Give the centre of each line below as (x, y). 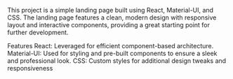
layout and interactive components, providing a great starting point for (109, 25)
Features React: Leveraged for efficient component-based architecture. (111, 46)
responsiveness (30, 68)
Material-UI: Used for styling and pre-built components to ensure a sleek (112, 53)
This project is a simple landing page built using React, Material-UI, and (111, 10)
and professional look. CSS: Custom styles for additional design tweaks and (117, 61)
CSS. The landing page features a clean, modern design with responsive (112, 17)
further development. (38, 32)
